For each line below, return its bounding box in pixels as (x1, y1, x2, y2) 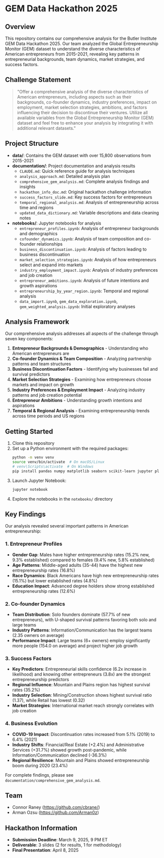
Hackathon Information (5, 824, 77, 832)
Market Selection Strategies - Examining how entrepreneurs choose (12, 377, 152, 382)
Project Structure (5, 139, 59, 148)
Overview (5, 23, 36, 31)
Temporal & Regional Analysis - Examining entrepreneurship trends (12, 408, 150, 414)
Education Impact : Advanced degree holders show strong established (12, 583, 155, 589)
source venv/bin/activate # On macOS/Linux (12, 459, 105, 465)
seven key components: (5, 336, 53, 342)
